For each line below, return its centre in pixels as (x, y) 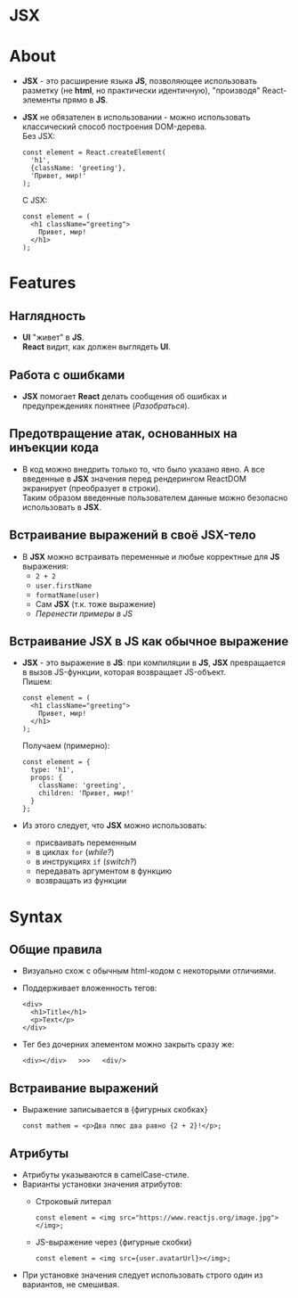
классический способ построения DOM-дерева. (114, 127)
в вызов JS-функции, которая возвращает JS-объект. (124, 672)
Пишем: (37, 682)
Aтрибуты (39, 1153)
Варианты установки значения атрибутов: (102, 1184)
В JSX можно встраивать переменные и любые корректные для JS (151, 556)
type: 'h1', (52, 770)
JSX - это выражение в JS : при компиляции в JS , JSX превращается (154, 663)
